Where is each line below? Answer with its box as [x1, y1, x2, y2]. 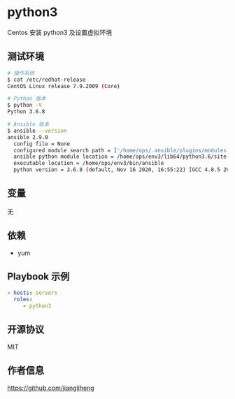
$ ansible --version [7, 127, 68, 134]
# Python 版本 [7, 95, 47, 102]
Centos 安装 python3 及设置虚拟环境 [7, 28, 113, 36]
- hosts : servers [7, 289, 58, 297]
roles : [13, 296, 33, 303]
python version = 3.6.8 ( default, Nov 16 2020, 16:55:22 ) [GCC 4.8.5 [13, 166, 220, 173]
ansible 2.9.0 [7, 133, 49, 140]
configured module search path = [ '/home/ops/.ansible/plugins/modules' [13, 147, 230, 154]
